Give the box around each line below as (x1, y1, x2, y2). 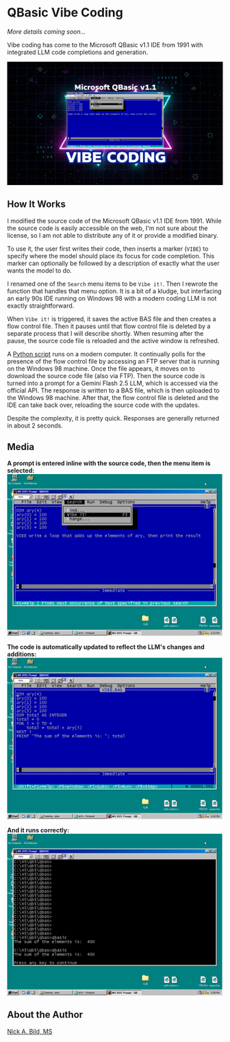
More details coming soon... (7, 27, 86, 36)
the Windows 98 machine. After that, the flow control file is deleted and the (7, 393, 219, 401)
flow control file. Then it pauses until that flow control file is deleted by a (7, 322, 211, 330)
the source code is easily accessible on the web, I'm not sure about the (7, 224, 208, 232)
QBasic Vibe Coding (7, 5, 123, 21)
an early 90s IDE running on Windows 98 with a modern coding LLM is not (7, 294, 217, 302)
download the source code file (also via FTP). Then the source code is (7, 371, 205, 380)
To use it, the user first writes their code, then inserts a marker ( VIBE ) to (7, 245, 209, 253)
